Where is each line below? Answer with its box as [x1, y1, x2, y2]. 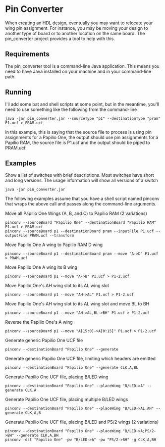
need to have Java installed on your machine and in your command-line [5, 68, 152, 74]
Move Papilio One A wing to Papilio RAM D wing [5, 242, 103, 248]
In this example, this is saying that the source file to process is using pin [5, 129, 152, 135]
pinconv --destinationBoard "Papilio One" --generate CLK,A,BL [5, 365, 139, 370]
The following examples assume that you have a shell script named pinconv [5, 196, 160, 201]
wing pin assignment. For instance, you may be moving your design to [5, 25, 148, 31]
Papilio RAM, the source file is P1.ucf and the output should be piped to [5, 140, 150, 146]
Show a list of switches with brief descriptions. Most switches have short [5, 172, 155, 178]
